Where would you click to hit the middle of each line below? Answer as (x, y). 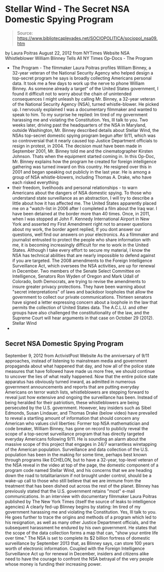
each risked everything (35, 182)
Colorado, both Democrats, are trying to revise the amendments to (79, 281)
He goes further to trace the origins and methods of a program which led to (81, 517)
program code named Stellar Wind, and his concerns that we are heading (79, 470)
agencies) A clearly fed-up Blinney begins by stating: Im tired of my (73, 507)
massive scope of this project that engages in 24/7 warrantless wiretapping (81, 444)
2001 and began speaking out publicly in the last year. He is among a (81, 172)
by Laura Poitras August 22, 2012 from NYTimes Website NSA (67, 53)
